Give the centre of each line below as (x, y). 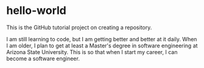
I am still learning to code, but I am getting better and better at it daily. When (102, 39)
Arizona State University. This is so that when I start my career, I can (92, 52)
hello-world (37, 11)
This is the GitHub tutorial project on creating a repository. (79, 27)
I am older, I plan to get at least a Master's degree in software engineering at (102, 46)
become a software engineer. (43, 58)
